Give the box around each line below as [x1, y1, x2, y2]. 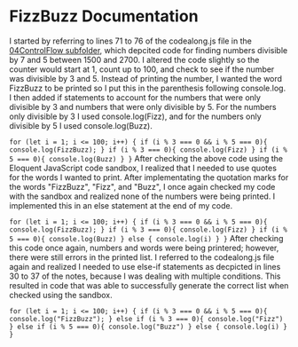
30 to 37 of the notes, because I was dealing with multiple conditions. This [9, 271, 281, 281]
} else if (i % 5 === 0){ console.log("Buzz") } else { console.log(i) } [9, 322, 288, 331]
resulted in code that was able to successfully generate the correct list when [9, 280, 289, 290]
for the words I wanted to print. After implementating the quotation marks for [9, 171, 289, 183]
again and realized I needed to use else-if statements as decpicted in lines [9, 261, 281, 272]
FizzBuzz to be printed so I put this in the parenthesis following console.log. [9, 83, 286, 93]
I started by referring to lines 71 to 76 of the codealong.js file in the [9, 35, 253, 46]
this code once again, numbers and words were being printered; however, [9, 242, 279, 253]
